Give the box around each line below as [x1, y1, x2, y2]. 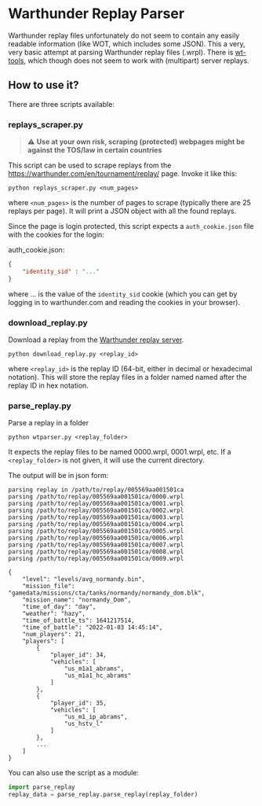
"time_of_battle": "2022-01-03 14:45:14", [22, 624, 163, 631]
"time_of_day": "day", [22, 603, 96, 611]
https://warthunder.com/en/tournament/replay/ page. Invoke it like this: [8, 169, 238, 178]
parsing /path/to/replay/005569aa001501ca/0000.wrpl [8, 493, 184, 501]
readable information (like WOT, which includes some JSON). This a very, [8, 39, 246, 48]
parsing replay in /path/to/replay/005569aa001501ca [8, 486, 184, 494]
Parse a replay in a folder [8, 418, 89, 428]
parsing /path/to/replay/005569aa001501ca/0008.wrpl [8, 548, 184, 556]
